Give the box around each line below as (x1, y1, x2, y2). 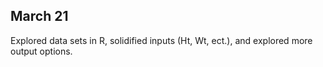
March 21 (10, 8, 69, 25)
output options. (10, 45, 73, 57)
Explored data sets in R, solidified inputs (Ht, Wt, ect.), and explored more (10, 34, 313, 46)
